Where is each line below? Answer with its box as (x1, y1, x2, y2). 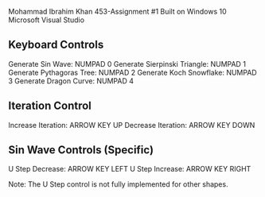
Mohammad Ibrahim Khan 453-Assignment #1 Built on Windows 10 (8, 7, 227, 16)
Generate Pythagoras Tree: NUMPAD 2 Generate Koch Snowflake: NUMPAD (8, 68, 257, 77)
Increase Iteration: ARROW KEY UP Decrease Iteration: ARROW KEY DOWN (8, 120, 255, 129)
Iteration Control (8, 99, 92, 113)
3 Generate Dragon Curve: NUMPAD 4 (8, 75, 134, 86)
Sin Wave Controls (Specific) (8, 143, 154, 157)
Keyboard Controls (8, 38, 104, 52)
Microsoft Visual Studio (8, 15, 85, 25)
